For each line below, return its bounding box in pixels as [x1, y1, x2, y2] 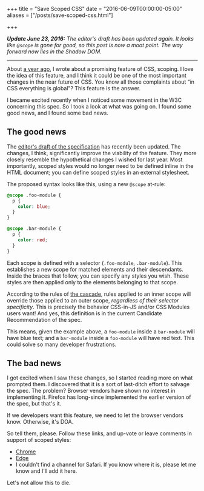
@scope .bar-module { [7, 225, 62, 232]
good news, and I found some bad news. [7, 109, 108, 116]
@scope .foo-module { [7, 192, 62, 198]
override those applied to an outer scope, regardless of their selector [7, 296, 179, 304]
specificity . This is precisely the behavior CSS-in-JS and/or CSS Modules [7, 303, 190, 310]
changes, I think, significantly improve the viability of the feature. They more [7, 149, 197, 156]
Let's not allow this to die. [7, 479, 71, 487]
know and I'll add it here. [15, 467, 77, 475]
